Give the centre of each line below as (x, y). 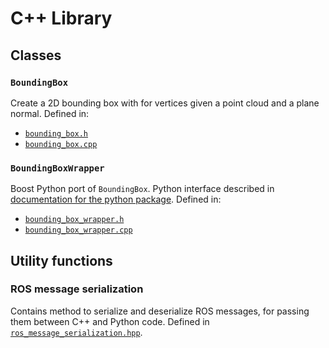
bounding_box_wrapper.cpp (78, 230)
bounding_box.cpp (61, 144)
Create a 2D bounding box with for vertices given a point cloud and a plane (165, 103)
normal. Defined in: (50, 113)
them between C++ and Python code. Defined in (110, 321)
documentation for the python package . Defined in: (116, 199)
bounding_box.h (56, 133)
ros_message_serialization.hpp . (76, 332)
